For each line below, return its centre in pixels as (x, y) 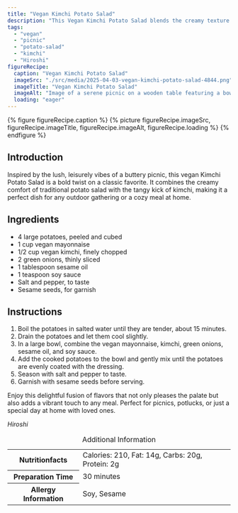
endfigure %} (27, 135)
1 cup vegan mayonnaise (53, 244)
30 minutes (101, 476)
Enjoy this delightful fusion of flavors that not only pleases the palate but (113, 396)
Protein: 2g (101, 464)
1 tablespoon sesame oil (53, 266)
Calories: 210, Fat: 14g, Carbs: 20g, (142, 455)
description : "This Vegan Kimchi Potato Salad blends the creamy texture (119, 21)
